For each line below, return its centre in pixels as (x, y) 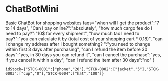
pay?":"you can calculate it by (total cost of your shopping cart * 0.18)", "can (84, 39)
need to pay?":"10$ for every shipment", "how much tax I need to (72, 33)
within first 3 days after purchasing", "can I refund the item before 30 (76, 49)
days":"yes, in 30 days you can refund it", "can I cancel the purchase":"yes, (83, 55)
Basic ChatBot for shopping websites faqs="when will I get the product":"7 (82, 23)
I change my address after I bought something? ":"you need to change (78, 44)
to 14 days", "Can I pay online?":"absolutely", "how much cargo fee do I (79, 28)
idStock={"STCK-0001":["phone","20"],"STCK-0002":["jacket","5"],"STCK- (83, 69)
